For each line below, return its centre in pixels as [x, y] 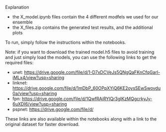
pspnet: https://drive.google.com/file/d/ [53, 109]
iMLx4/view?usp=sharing [38, 77]
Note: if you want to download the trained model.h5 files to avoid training [80, 52]
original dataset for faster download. [42, 124]
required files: [19, 63]
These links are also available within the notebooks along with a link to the [81, 119]
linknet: [20, 83]
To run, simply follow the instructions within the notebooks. [66, 42]
